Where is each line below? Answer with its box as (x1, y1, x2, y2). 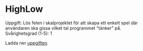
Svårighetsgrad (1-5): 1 (5, 30, 52, 36)
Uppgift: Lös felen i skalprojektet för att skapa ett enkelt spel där (5, 20, 138, 26)
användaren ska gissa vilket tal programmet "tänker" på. (5, 25, 121, 31)
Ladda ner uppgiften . (5, 40, 49, 46)
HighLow (5, 3, 44, 15)
